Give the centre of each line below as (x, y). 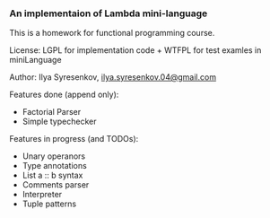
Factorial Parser (52, 112)
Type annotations (54, 166)
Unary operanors (54, 156)
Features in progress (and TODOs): (74, 139)
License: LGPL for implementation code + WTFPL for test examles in (135, 50)
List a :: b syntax (52, 175)
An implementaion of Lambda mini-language (109, 13)
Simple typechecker (59, 122)
